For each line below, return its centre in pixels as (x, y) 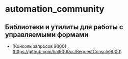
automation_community (55, 9)
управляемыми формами (47, 34)
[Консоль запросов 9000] (39, 46)
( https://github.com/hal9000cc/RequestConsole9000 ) (67, 51)
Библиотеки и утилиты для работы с (64, 27)
